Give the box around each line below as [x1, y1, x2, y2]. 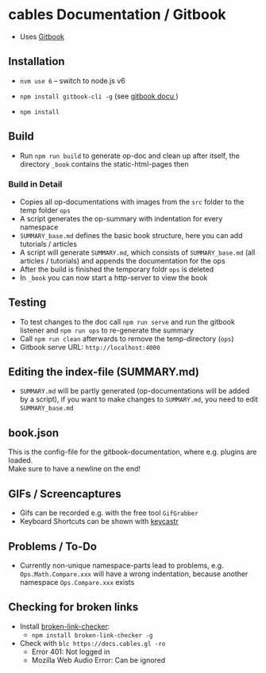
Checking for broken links [8, 601, 139, 614]
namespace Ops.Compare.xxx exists [19, 577, 135, 586]
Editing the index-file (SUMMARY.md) [8, 365, 200, 379]
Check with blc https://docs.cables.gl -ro [19, 638, 166, 648]
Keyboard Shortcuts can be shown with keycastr [19, 517, 179, 526]
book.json [8, 426, 60, 440]
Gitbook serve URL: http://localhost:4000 [19, 342, 160, 352]
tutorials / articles [19, 239, 78, 248]
